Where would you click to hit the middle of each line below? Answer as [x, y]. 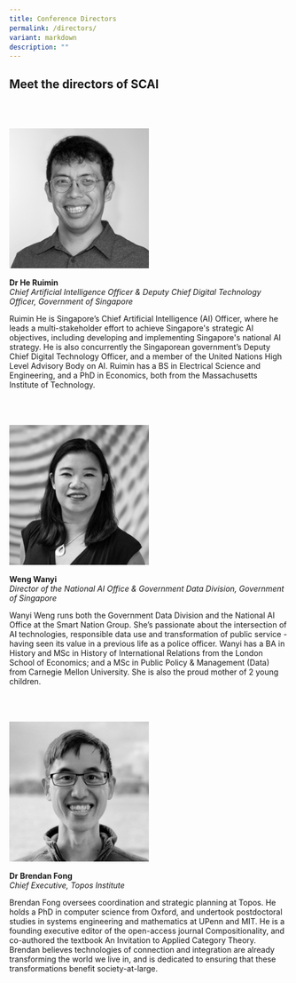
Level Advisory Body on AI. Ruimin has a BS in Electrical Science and [135, 366]
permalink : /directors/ [53, 28]
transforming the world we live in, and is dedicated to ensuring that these [143, 959]
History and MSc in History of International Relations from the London [136, 653]
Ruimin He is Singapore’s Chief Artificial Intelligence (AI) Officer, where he [144, 319]
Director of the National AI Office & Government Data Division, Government [147, 589]
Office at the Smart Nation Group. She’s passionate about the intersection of [148, 625]
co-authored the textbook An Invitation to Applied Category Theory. [133, 940]
